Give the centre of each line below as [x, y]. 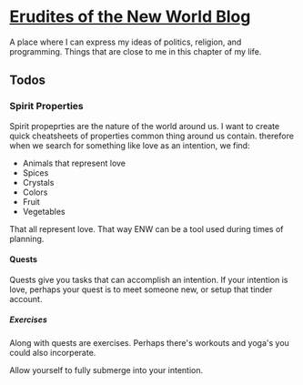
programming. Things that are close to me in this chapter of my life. [136, 51]
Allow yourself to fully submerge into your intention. [106, 370]
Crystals [38, 182]
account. [26, 299]
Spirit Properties [46, 106]
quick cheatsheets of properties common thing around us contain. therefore [151, 136]
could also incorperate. [53, 352]
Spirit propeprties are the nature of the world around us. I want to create [145, 126]
